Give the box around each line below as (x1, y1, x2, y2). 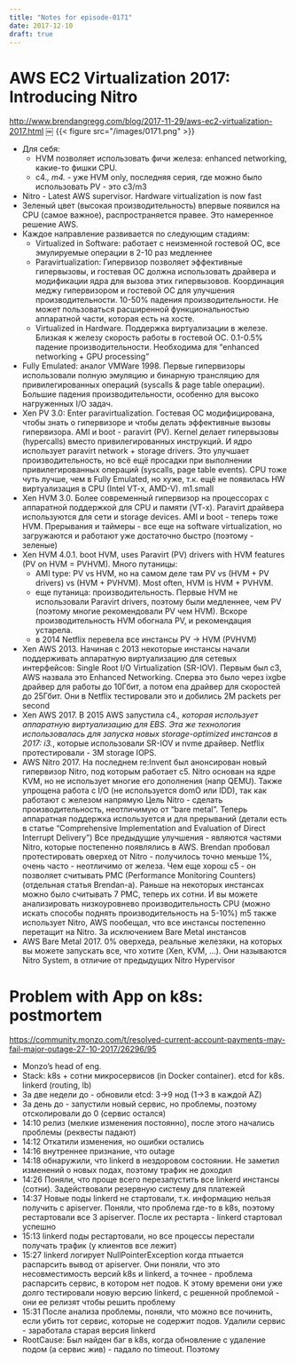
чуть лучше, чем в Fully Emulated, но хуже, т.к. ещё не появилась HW (21, 474, 285, 485)
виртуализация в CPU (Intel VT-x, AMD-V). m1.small (21, 483, 214, 494)
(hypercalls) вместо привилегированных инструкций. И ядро (21, 436, 253, 447)
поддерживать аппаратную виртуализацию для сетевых (21, 654, 238, 664)
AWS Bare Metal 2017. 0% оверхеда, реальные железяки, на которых (21, 936, 283, 947)
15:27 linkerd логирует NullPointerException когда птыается (21, 1249, 244, 1261)
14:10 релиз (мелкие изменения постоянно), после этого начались (21, 1118, 275, 1129)
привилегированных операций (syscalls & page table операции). (21, 379, 266, 391)
